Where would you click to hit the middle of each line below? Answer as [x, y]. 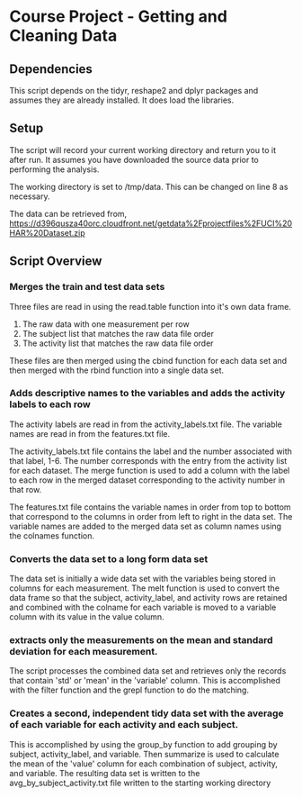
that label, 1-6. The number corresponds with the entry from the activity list [148, 460]
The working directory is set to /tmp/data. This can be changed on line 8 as [149, 186]
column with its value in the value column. [87, 617]
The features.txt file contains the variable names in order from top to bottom [150, 507]
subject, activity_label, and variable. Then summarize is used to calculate [144, 754]
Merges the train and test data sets [87, 287]
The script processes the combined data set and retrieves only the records [148, 671]
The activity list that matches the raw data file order [118, 343]
